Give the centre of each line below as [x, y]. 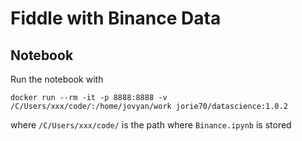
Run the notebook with [57, 79]
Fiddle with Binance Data [116, 18]
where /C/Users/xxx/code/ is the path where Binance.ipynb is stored [151, 125]
